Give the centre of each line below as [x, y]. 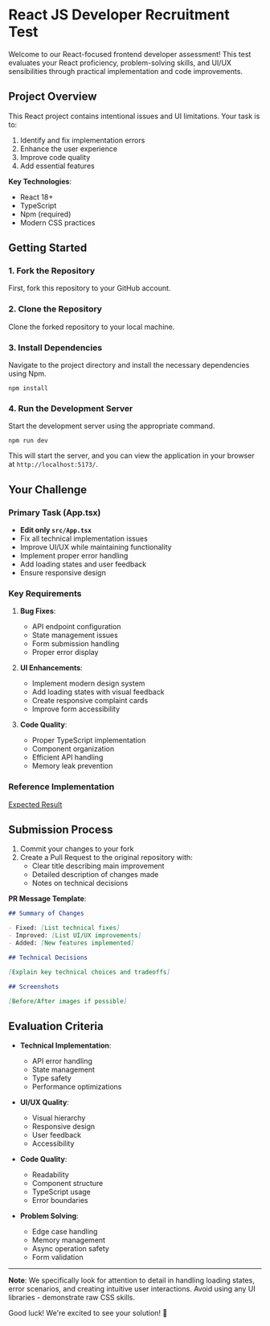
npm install [28, 389]
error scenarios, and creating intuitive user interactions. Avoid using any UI [132, 1289]
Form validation [57, 1258]
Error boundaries [60, 1200]
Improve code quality [55, 157]
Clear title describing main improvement [98, 866]
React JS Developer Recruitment [119, 15]
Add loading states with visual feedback [98, 692]
